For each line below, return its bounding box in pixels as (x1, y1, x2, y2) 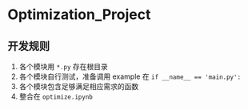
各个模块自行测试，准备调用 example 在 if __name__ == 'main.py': (18, 72, 242, 81)
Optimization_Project (7, 6, 151, 24)
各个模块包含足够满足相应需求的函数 (18, 82, 139, 91)
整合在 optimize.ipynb (18, 91, 93, 101)
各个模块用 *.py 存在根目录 (18, 62, 109, 71)
